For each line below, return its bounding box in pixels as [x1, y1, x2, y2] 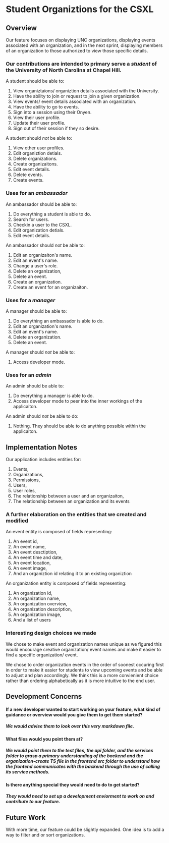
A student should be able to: [6, 78, 65, 84]
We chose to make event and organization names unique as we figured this [6, 641, 162, 647]
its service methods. [6, 769, 50, 775]
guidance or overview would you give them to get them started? [6, 711, 143, 717]
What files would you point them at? [6, 736, 83, 742]
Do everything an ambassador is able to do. [13, 318, 104, 324]
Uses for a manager [6, 297, 55, 304]
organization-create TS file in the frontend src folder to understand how [6, 758, 160, 764]
